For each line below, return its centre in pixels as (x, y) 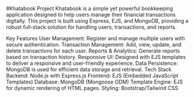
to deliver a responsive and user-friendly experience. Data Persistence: (92, 63)
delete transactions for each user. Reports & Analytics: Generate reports (93, 51)
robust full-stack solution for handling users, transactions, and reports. (91, 27)
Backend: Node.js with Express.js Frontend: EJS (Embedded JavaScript (92, 76)
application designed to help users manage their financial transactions (91, 15)
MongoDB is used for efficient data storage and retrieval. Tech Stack (89, 69)
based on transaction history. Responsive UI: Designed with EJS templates (96, 57)
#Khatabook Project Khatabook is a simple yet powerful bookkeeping (90, 8)
